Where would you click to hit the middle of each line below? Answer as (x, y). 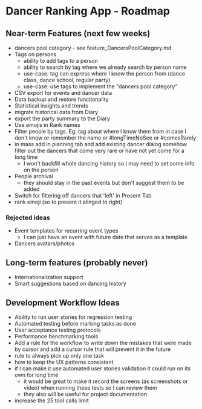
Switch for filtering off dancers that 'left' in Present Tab (83, 195)
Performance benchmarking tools (56, 336)
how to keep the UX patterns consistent (64, 362)
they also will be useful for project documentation (85, 394)
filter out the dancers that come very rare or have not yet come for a (99, 150)
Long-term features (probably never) (77, 262)
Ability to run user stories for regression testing (73, 317)
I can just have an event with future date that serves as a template (106, 237)
